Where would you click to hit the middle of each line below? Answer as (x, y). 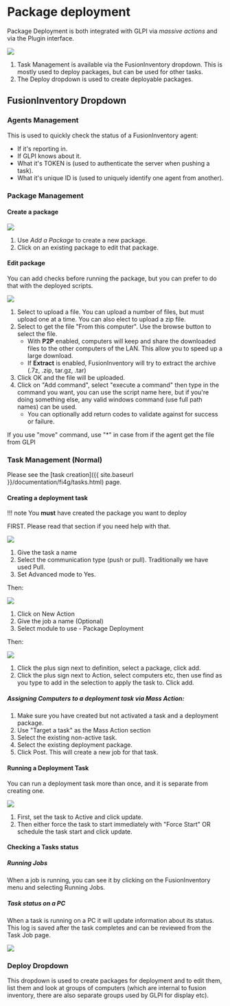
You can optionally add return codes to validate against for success (123, 414)
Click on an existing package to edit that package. (88, 247)
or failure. (41, 421)
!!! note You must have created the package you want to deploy (97, 513)
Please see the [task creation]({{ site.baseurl (70, 475)
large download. (50, 355)
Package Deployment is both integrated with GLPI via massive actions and (112, 31)
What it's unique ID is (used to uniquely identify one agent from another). (120, 178)
